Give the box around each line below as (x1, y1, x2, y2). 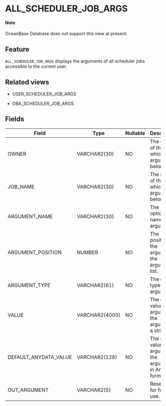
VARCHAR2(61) (77, 282, 115, 289)
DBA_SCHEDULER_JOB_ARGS (12, 101, 74, 107)
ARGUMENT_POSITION (7, 249, 62, 256)
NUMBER (77, 249, 99, 256)
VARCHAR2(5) (77, 386, 111, 393)
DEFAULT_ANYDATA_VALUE (7, 353, 73, 360)
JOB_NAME (7, 183, 35, 190)
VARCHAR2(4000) (77, 311, 121, 318)
